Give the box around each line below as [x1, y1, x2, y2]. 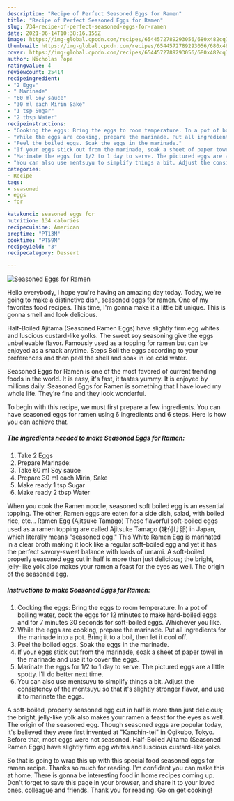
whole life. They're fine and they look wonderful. [7, 390, 146, 398]
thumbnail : [7, 43, 39, 49]
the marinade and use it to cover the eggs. [17, 655, 139, 664]
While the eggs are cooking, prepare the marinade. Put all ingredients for [17, 625, 226, 634]
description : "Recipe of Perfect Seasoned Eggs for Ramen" [7, 10, 182, 17]
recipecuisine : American [7, 224, 79, 231]
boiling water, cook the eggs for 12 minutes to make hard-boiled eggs [17, 611, 217, 619]
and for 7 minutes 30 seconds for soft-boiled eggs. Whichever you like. [17, 618, 222, 627]
